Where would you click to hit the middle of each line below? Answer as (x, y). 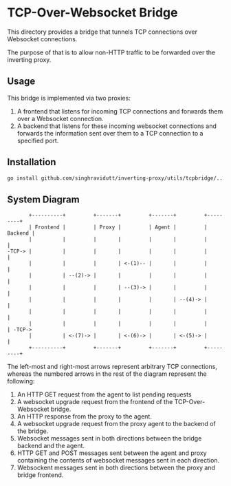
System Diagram (44, 199)
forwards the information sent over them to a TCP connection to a (110, 133)
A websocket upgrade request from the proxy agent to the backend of (117, 424)
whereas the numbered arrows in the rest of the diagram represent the (107, 374)
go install (23, 178)
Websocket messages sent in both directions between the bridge (109, 439)
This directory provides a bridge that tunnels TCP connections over (102, 32)
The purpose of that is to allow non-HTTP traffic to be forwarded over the (111, 52)
